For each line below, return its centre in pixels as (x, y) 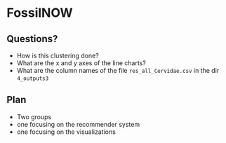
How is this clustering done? (58, 55)
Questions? (32, 39)
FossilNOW (40, 13)
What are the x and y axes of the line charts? (81, 63)
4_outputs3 (33, 79)
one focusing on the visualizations (66, 132)
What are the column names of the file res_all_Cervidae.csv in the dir (118, 70)
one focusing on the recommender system (78, 124)
